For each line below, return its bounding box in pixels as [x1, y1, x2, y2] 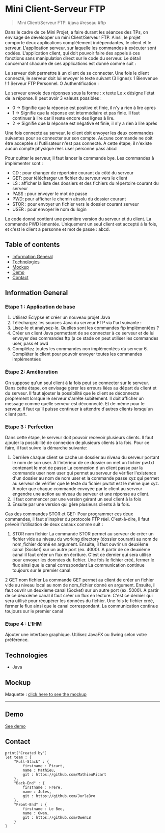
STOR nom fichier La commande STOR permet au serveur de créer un [12, 531, 154, 537]
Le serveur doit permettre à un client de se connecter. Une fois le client [5, 70, 149, 76]
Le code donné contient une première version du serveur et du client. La [5, 216, 152, 222]
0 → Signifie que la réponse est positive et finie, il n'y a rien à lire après [12, 105, 156, 111]
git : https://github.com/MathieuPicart [23, 772, 107, 777]
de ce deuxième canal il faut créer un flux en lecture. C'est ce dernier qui [5, 593, 153, 599]
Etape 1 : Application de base [5, 304, 76, 310]
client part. [5, 411, 27, 417]
